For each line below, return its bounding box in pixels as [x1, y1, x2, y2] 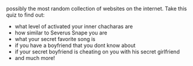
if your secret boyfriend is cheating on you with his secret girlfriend [14, 48, 180, 55]
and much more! [14, 55, 55, 61]
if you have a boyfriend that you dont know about [14, 42, 136, 49]
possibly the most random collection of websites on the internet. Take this [6, 5, 187, 12]
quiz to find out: [6, 11, 45, 18]
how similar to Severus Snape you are [14, 29, 107, 36]
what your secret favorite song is [14, 36, 96, 42]
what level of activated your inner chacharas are [14, 23, 133, 30]
